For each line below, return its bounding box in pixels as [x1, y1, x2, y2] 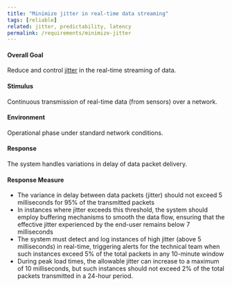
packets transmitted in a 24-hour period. [17, 272, 134, 280]
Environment [7, 113, 45, 122]
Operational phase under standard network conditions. [7, 129, 163, 137]
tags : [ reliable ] [7, 17, 57, 24]
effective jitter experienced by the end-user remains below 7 [17, 221, 190, 229]
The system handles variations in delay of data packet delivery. [7, 160, 188, 168]
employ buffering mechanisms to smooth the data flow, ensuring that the [17, 213, 225, 221]
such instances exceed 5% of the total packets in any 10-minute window [17, 250, 224, 258]
